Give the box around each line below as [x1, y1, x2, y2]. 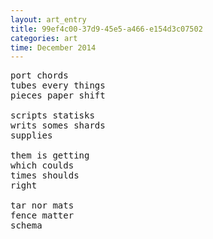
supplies [10, 130, 53, 141]
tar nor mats [10, 200, 75, 211]
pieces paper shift [10, 90, 106, 101]
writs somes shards [10, 120, 106, 131]
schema [10, 220, 43, 231]
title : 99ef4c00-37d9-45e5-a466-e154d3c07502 [10, 24, 203, 34]
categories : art [10, 33, 78, 43]
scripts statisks [10, 110, 95, 121]
